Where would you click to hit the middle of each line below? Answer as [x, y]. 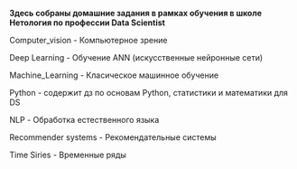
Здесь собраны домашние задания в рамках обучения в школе [135, 13]
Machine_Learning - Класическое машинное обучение [114, 75]
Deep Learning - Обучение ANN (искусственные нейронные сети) [136, 57]
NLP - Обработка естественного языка [84, 120]
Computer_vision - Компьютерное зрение [88, 40]
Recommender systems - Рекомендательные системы [113, 137]
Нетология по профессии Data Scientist [87, 23]
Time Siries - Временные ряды [68, 155]
